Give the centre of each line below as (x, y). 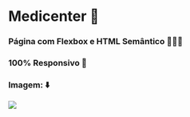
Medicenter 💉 (54, 16)
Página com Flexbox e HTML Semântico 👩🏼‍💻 (96, 42)
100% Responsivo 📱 (48, 63)
